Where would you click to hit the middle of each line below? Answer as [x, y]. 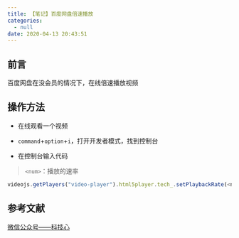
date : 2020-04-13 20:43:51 [47, 34]
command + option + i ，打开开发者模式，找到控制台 [88, 141]
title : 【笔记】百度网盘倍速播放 [51, 14]
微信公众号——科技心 [38, 227]
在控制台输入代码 [43, 156]
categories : [25, 21]
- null [23, 27]
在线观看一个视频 [43, 126]
